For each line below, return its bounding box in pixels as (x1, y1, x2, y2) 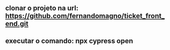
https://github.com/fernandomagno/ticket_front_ (5, 12, 165, 20)
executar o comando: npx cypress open (5, 36, 133, 45)
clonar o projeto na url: (5, 4, 79, 12)
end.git (5, 19, 29, 28)
